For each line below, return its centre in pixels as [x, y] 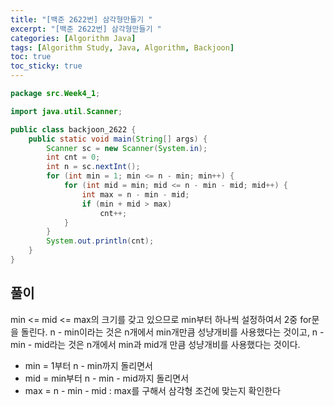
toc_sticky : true [46, 66]
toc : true [31, 57]
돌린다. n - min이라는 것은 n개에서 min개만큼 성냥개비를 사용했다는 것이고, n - [172, 332]
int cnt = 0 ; [73, 157]
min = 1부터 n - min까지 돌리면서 [88, 365]
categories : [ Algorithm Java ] [73, 38]
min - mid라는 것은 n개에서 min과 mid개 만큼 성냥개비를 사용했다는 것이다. [155, 344]
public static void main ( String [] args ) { [118, 139]
